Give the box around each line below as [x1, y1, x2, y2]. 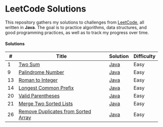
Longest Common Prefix [18, 85, 74, 91]
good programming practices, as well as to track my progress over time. [5, 29, 149, 35]
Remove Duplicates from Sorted [18, 108, 91, 115]
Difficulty [133, 53, 156, 60]
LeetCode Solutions [5, 3, 86, 14]
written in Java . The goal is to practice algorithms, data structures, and [5, 24, 147, 30]
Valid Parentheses [18, 93, 60, 99]
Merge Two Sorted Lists [18, 100, 73, 107]
